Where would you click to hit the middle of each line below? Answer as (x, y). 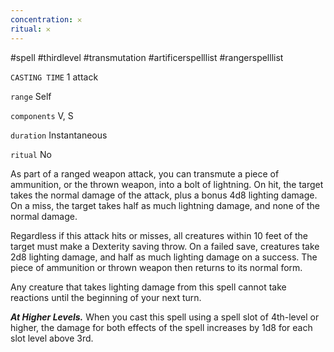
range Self (31, 96)
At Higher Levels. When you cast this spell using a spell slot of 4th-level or (165, 317)
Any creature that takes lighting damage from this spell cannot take (148, 287)
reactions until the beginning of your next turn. (106, 297)
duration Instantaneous (59, 135)
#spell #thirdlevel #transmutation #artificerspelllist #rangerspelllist (147, 57)
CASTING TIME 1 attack (54, 77)
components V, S (42, 115)
